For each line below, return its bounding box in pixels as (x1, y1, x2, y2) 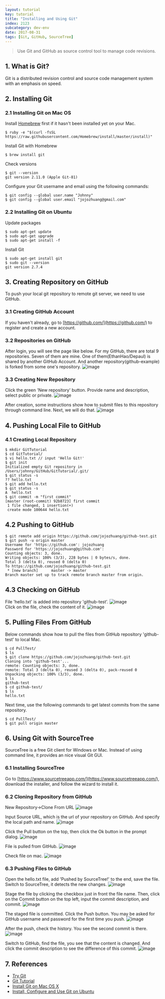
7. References (5, 960, 48, 968)
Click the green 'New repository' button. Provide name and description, (5, 387, 149, 393)
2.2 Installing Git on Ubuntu (5, 209, 72, 216)
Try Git (12, 973, 26, 979)
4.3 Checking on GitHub (5, 586, 80, 594)
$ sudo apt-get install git (5, 256, 63, 261)
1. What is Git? (5, 62, 50, 71)
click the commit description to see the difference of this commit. (5, 945, 137, 951)
